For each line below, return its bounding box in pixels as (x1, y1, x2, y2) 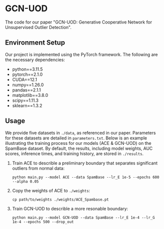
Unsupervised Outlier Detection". (5, 24, 72, 30)
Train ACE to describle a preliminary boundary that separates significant (12, 160, 158, 166)
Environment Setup (5, 39, 65, 47)
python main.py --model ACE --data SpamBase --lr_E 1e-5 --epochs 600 (12, 175, 160, 180)
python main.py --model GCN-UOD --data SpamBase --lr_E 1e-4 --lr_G (12, 215, 155, 220)
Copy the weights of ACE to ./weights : (12, 187, 91, 193)
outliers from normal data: (12, 165, 65, 171)
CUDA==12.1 (12, 76, 38, 82)
